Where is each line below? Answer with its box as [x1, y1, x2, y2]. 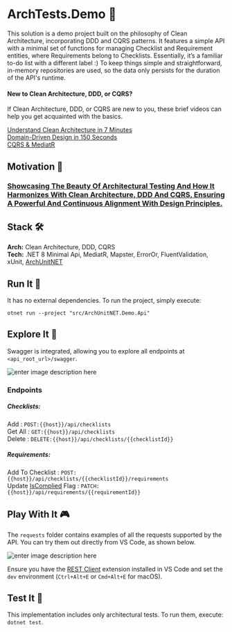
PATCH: [80, 483, 100, 490]
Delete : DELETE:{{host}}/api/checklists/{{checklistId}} [7, 434, 174, 443]
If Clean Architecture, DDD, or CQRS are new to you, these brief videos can [7, 105, 222, 113]
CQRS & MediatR [7, 140, 55, 149]
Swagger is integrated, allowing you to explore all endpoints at [7, 347, 185, 355]
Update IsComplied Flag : [7, 481, 80, 490]
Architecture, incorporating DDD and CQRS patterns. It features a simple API [7, 36, 225, 44]
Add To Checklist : [7, 468, 60, 476]
